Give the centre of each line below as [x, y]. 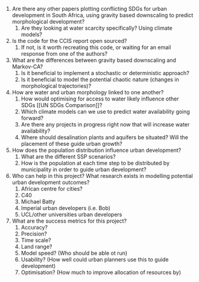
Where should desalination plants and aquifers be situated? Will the [105, 137]
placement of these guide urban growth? [71, 144]
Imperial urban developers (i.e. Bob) [65, 208]
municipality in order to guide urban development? [84, 169]
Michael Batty [38, 202]
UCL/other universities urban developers [71, 215]
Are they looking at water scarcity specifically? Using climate [97, 28]
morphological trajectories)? [56, 86]
